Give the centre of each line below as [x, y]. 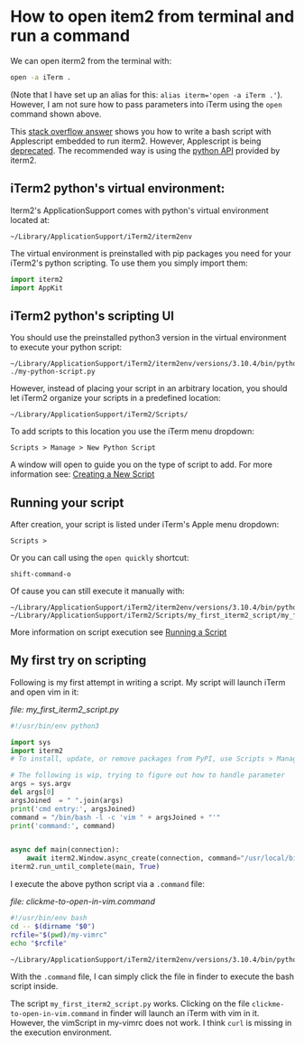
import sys [31, 742]
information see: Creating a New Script [83, 474]
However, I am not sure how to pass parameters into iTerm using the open [146, 104]
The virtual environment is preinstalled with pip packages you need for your [151, 253]
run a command [70, 36]
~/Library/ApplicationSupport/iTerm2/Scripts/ [99, 415]
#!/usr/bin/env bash [49, 919]
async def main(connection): [65, 850]
